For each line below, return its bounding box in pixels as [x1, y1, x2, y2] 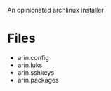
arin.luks [17, 61, 43, 69]
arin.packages [17, 76, 60, 84]
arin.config [17, 53, 49, 62]
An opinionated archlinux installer [7, 6, 104, 14]
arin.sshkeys [17, 68, 55, 76]
